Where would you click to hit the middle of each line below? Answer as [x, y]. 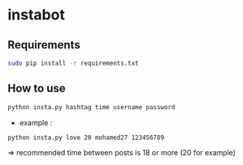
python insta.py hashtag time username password [91, 107]
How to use [37, 89]
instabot [37, 15]
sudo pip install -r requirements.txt [73, 63]
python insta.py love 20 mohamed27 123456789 [86, 137]
